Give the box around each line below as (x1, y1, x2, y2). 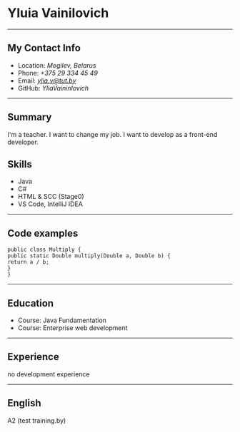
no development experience (7, 369, 91, 379)
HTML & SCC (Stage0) (17, 192, 84, 201)
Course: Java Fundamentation (17, 316, 107, 324)
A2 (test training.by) (7, 416, 66, 425)
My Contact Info (7, 42, 81, 54)
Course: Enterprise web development (17, 324, 128, 332)
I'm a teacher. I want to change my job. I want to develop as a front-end (7, 130, 218, 138)
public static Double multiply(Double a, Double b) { (7, 252, 171, 259)
